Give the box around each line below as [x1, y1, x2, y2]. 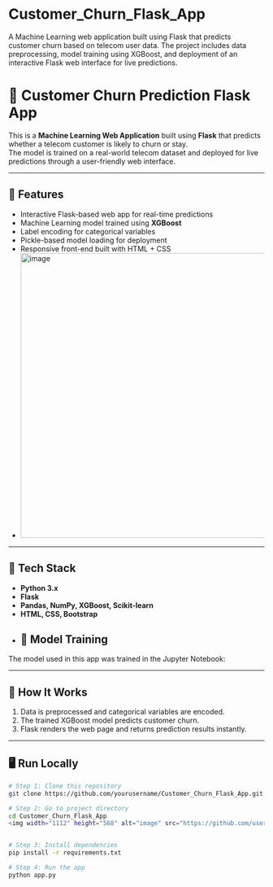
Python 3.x [19, 583, 58, 592]
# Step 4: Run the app [8, 863, 85, 872]
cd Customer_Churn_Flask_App [8, 811, 107, 820]
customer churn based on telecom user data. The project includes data [8, 40, 247, 50]
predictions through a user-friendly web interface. [8, 156, 176, 166]
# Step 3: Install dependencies [8, 841, 118, 850]
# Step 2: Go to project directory [8, 804, 129, 812]
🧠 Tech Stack [8, 561, 76, 575]
